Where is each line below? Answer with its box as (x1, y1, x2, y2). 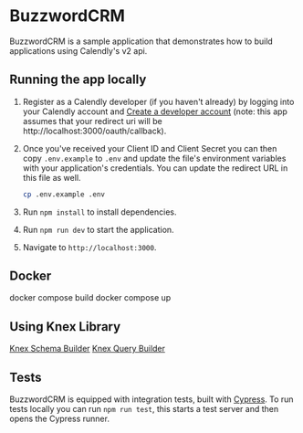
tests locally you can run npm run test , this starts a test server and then (9, 404, 279, 415)
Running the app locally (9, 72, 147, 88)
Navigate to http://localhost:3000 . (22, 241, 157, 252)
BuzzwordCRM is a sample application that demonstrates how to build (9, 36, 274, 47)
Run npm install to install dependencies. (22, 206, 177, 217)
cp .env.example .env (22, 189, 105, 199)
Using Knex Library (9, 319, 121, 334)
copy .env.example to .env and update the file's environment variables (22, 153, 287, 164)
